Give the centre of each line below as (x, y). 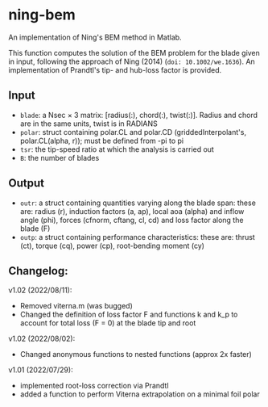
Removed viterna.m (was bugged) (76, 306)
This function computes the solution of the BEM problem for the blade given (134, 52)
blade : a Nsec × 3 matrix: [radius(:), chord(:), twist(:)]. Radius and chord (139, 115)
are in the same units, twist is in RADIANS (89, 124)
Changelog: (38, 271)
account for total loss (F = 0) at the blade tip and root (108, 323)
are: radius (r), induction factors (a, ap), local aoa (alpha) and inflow (132, 211)
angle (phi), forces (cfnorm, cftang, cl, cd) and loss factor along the (132, 220)
